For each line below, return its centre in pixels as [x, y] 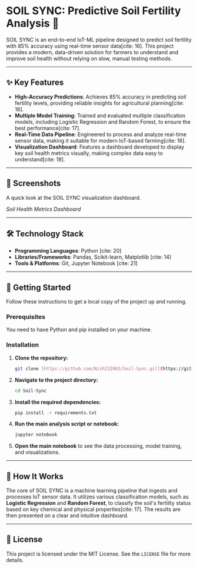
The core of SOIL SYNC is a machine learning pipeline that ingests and [92, 491]
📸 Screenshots [34, 184]
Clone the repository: [41, 358]
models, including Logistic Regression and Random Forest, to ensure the [103, 121]
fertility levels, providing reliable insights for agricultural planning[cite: [99, 103]
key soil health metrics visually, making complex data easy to [89, 153]
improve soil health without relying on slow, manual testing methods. [89, 58]
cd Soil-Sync [31, 391]
